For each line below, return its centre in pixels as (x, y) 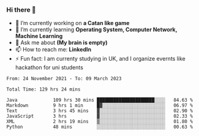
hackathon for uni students (49, 67)
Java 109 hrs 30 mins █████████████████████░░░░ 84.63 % (99, 100)
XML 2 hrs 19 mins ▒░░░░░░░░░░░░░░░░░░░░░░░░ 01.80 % (99, 122)
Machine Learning (39, 36)
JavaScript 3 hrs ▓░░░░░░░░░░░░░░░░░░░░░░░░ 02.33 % (99, 116)
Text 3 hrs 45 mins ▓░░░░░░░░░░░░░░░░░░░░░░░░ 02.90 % (99, 111)
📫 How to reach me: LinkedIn (53, 50)
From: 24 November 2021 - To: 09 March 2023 (64, 79)
